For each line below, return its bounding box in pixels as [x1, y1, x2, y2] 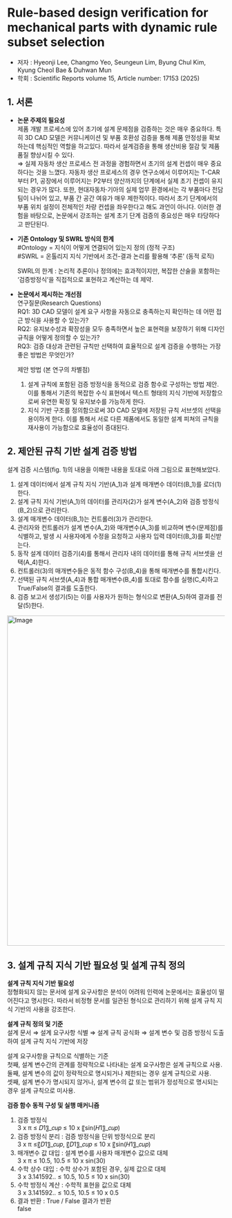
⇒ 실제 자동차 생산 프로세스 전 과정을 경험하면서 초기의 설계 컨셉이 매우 [17, 159, 209, 168]
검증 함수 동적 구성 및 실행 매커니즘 [7, 1101, 100, 1109]
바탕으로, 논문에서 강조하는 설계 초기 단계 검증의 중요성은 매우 [30, 211, 196, 220]
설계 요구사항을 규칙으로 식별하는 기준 [7, 1052, 109, 1060]
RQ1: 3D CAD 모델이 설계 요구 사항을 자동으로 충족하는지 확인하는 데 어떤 [17, 307, 215, 316]
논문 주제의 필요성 [17, 116, 66, 124]
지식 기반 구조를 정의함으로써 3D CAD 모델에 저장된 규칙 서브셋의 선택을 [27, 406, 222, 414]
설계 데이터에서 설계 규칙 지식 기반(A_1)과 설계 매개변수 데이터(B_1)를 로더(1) [17, 480, 222, 488]
